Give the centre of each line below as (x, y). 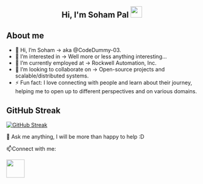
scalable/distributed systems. (52, 76)
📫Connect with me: (31, 149)
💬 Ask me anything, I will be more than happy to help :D (75, 137)
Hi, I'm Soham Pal (95, 15)
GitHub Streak (33, 110)
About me (25, 35)
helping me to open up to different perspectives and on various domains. (106, 91)
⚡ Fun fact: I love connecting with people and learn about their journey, (104, 83)
